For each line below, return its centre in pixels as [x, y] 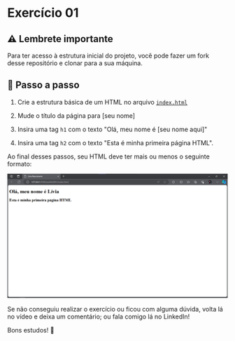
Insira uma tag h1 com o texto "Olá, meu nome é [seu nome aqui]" [112, 129]
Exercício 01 [43, 13]
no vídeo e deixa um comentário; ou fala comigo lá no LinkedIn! [99, 316]
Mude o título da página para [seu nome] [76, 115]
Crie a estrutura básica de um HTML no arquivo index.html [102, 102]
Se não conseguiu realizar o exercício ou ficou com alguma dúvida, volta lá [115, 309]
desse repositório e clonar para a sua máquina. [75, 63]
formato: [20, 163]
